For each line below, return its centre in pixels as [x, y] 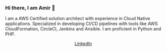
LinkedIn [83, 44]
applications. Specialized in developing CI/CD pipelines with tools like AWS [82, 24]
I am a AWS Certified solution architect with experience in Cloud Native [78, 19]
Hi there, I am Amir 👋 [30, 8]
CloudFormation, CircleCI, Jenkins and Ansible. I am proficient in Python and [83, 29]
